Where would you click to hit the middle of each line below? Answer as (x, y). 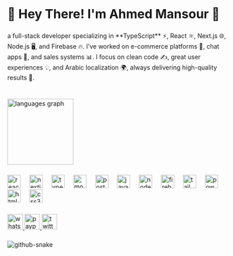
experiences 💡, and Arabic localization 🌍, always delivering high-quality (112, 68)
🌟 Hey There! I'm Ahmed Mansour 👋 (114, 14)
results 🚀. (21, 78)
